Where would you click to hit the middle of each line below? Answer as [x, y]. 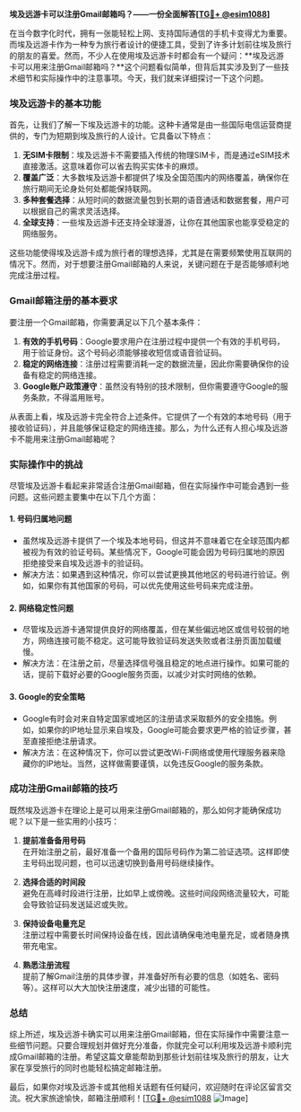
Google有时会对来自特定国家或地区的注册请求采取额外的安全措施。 [146, 719]
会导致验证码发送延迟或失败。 [77, 904]
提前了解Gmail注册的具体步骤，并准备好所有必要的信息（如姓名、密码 [150, 976]
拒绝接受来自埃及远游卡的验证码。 [85, 563]
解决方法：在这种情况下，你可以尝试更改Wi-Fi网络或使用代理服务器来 [150, 752]
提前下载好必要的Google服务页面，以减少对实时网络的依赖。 [150, 675]
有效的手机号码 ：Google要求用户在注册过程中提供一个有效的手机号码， [153, 341]
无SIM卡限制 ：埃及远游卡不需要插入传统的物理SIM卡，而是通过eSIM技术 [156, 155]
